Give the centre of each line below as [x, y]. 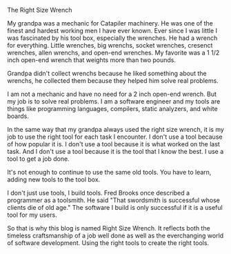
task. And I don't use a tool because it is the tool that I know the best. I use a [115, 152]
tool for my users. [32, 215]
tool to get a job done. [39, 159]
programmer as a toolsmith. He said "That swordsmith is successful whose [114, 200]
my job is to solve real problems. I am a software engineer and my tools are [114, 101]
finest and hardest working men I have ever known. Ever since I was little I [112, 31]
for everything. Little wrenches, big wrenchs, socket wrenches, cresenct [110, 45]
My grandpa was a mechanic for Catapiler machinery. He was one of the [110, 23]
